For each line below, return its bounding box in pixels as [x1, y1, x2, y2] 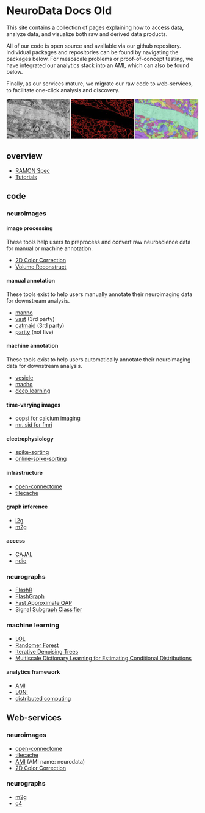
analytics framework [6, 668, 60, 676]
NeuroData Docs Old [6, 4, 112, 18]
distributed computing [15, 695, 71, 702]
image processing [6, 224, 53, 232]
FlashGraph [15, 593, 45, 600]
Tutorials [15, 173, 38, 181]
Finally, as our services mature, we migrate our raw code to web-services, [6, 80, 193, 87]
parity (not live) [15, 328, 54, 336]
